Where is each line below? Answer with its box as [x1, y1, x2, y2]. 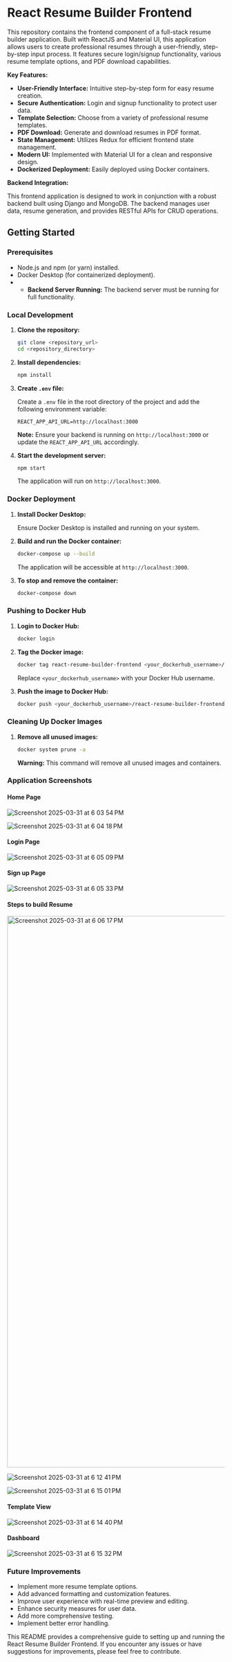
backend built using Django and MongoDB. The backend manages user [7, 199, 211, 207]
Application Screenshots [7, 776, 93, 786]
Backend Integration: [7, 178, 69, 186]
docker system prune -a [17, 746, 86, 753]
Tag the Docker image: [17, 648, 84, 656]
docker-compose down [17, 590, 77, 596]
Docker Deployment [7, 494, 76, 504]
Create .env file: [17, 384, 64, 392]
